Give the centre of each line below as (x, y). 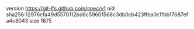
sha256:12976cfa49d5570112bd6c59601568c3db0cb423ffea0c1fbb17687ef (97, 14)
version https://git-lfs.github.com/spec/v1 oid (60, 8)
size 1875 (41, 21)
